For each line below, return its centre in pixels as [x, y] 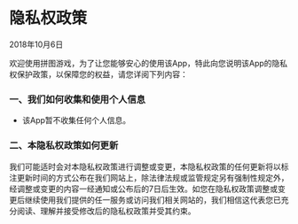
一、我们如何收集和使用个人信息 [78, 99]
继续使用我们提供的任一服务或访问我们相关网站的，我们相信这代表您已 [153, 199]
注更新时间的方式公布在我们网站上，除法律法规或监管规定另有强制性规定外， [149, 177]
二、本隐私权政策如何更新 [64, 145]
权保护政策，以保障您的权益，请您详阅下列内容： [98, 74]
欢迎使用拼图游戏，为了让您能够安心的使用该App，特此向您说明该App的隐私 [149, 63]
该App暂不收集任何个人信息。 [76, 120]
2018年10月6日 [36, 44]
